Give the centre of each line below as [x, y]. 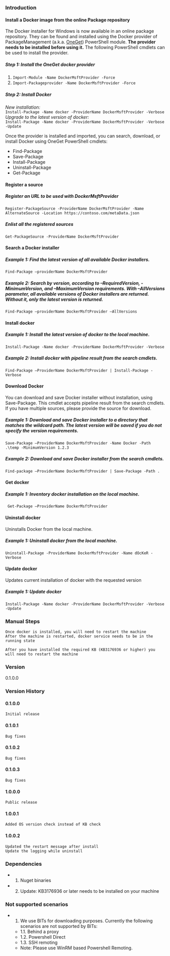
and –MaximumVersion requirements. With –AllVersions [104, 288]
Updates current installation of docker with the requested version [73, 580]
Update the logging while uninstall [44, 851]
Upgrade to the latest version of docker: [47, 117]
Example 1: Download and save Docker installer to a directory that [77, 420]
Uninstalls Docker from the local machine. [49, 529]
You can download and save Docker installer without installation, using [79, 397]
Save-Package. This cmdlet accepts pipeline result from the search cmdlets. [85, 403]
